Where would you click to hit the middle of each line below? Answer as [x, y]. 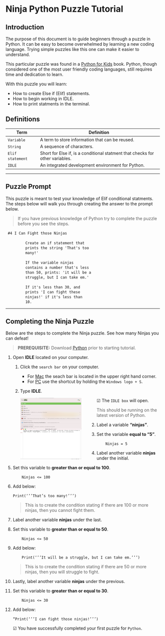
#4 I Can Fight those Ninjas [37, 233]
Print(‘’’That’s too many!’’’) [45, 496]
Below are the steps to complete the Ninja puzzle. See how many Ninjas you [82, 333]
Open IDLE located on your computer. [51, 357]
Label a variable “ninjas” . [122, 425]
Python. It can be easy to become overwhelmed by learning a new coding [80, 44]
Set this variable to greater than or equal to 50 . [60, 529]
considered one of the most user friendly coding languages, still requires [79, 69]
